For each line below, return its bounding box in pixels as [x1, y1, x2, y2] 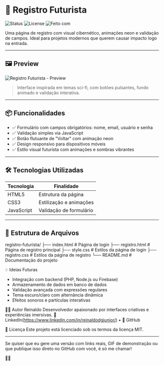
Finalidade [53, 183, 79, 190]
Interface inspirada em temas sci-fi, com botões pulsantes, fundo [17, 84, 149, 90]
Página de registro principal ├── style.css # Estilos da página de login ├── [5, 247, 157, 253]
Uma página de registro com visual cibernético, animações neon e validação [5, 30, 159, 36]
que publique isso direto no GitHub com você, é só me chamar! [5, 346, 132, 352]
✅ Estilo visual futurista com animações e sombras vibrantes [12, 146, 134, 152]
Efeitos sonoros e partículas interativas [12, 297, 91, 303]
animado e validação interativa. [17, 90, 80, 96]
